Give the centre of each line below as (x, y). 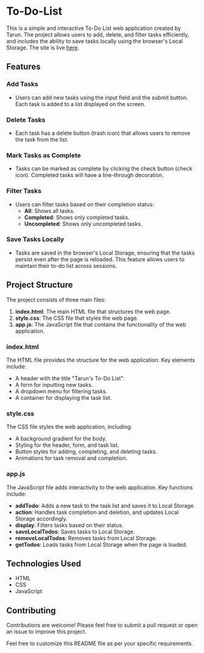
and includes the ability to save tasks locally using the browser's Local (95, 41)
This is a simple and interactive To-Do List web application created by (94, 28)
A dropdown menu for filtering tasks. (61, 391)
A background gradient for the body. (61, 439)
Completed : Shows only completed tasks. (77, 217)
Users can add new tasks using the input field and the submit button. (102, 97)
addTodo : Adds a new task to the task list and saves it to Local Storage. (105, 505)
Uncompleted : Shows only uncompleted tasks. (83, 223)
